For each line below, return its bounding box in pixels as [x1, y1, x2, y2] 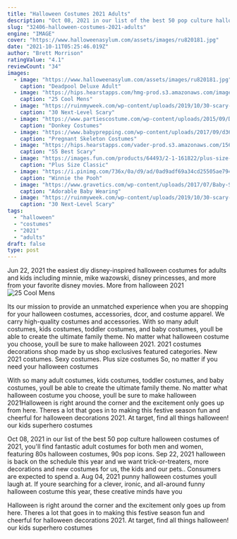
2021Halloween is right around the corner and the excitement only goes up [7, 398, 224, 407]
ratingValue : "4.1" [7, 57, 65, 64]
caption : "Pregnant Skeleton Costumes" [20, 135, 138, 142]
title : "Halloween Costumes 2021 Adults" [7, 10, 131, 18]
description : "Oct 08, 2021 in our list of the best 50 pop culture [7, 17, 213, 24]
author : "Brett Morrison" [7, 50, 83, 57]
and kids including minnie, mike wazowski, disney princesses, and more [7, 273, 217, 283]
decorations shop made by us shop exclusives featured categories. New [7, 348, 217, 356]
